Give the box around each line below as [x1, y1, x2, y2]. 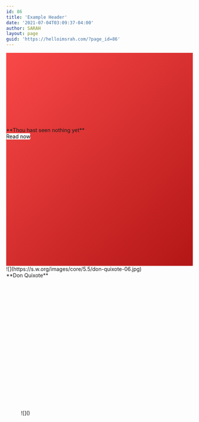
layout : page [6, 31, 38, 37]
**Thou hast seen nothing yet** [6, 127, 85, 133]
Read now [6, 133, 31, 140]
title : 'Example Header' [6, 14, 68, 20]
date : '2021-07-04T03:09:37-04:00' [6, 20, 94, 25]
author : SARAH [6, 25, 41, 31]
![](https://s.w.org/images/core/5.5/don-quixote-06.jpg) [6, 266, 142, 273]
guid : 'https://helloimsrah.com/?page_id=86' [6, 36, 120, 42]
